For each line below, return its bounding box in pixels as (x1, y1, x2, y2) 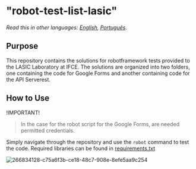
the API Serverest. (6, 76, 50, 83)
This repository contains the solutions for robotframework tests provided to (6, 57, 190, 64)
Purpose (6, 41, 39, 51)
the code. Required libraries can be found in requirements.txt (6, 145, 156, 152)
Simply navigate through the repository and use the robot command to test (6, 138, 189, 145)
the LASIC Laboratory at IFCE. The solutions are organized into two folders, (6, 63, 190, 70)
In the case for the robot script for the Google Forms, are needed (20, 120, 180, 127)
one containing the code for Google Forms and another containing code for (6, 70, 190, 77)
